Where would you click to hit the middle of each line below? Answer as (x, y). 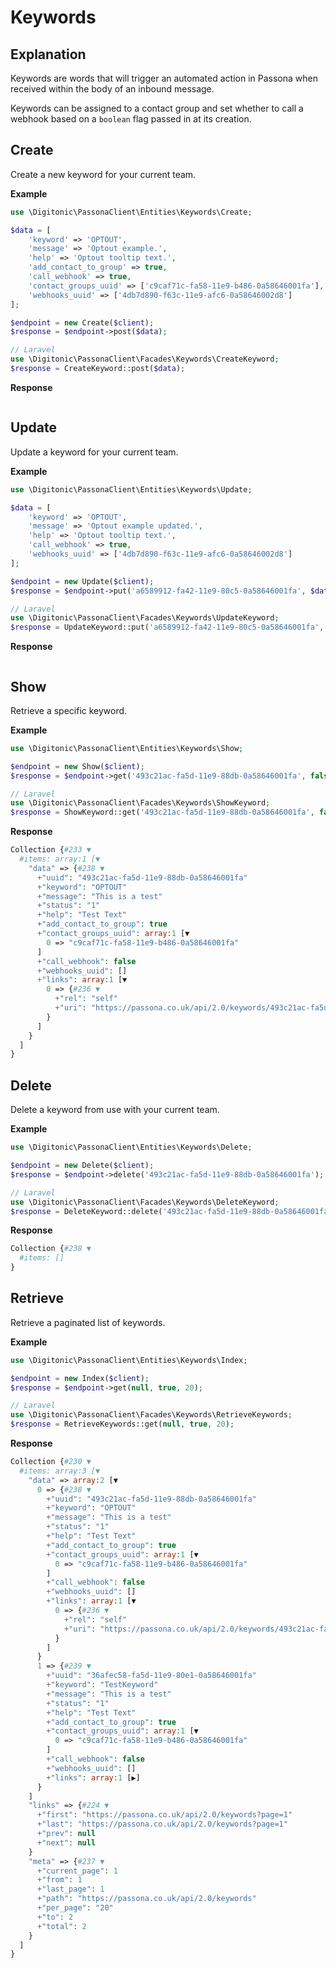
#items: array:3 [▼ (60, 1471)
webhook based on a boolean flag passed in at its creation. (131, 119)
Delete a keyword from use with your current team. (115, 1110)
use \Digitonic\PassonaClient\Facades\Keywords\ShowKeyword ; (140, 803)
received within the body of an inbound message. (112, 89)
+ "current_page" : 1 (77, 1871)
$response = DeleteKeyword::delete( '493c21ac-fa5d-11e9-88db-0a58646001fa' (171, 1211)
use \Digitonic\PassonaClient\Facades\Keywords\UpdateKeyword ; (145, 618)
